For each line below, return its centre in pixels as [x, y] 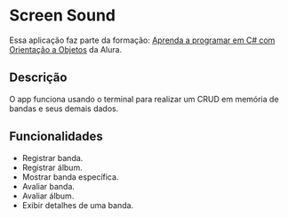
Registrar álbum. [52, 167]
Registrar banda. [52, 157]
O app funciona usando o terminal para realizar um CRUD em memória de [144, 99]
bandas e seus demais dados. [64, 109]
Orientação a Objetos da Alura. [66, 49]
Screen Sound [62, 16]
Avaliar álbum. [48, 196]
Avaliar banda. [48, 186]
